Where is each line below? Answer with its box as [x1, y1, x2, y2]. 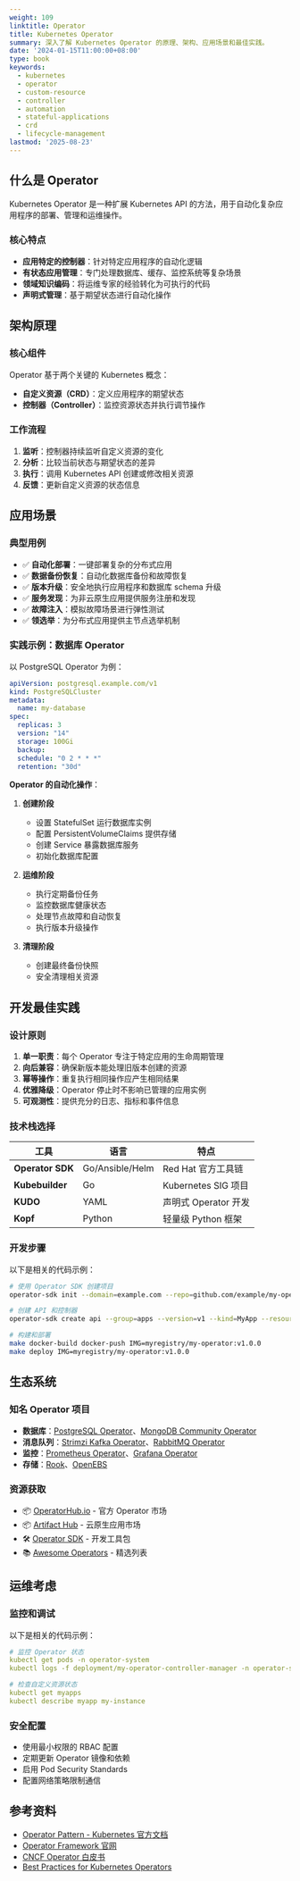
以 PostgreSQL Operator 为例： [9, 661, 124, 672]
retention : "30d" [17, 762, 82, 771]
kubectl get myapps [9, 1689, 82, 1698]
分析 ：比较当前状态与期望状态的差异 [21, 456, 156, 467]
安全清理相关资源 [35, 971, 99, 982]
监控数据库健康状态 [35, 899, 107, 911]
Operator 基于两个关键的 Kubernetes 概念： [9, 369, 170, 380]
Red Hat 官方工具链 [162, 1163, 244, 1175]
